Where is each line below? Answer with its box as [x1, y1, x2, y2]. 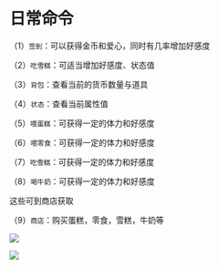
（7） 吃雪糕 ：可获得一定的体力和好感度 [9, 156, 155, 167]
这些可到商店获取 [9, 195, 74, 206]
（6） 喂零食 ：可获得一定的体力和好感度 [9, 137, 155, 148]
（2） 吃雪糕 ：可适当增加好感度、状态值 [9, 59, 155, 70]
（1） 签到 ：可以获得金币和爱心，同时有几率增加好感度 [9, 40, 211, 51]
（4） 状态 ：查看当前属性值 [9, 98, 109, 109]
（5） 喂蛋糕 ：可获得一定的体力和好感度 [9, 118, 155, 129]
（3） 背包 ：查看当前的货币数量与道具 [9, 78, 149, 89]
